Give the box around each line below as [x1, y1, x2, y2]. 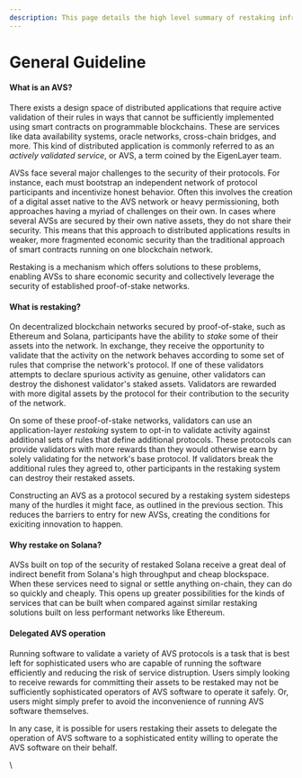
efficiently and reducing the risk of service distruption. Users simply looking [9, 667, 290, 678]
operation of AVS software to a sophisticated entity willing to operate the [9, 732, 279, 743]
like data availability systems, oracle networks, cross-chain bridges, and [9, 131, 277, 142]
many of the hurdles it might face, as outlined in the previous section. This [9, 500, 284, 511]
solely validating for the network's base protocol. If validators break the [9, 454, 274, 465]
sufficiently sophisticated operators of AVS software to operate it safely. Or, [9, 686, 289, 697]
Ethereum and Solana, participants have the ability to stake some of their [9, 330, 279, 342]
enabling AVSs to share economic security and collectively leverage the [9, 271, 275, 282]
